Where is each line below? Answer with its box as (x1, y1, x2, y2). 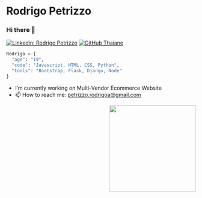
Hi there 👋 (6, 26, 36, 34)
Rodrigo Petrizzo (6, 4, 92, 18)
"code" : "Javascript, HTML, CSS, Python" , (11, 62, 120, 69)
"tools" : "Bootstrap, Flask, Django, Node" (11, 68, 122, 74)
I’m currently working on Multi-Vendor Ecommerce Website (14, 84, 162, 91)
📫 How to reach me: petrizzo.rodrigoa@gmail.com (14, 91, 141, 98)
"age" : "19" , (11, 57, 44, 63)
